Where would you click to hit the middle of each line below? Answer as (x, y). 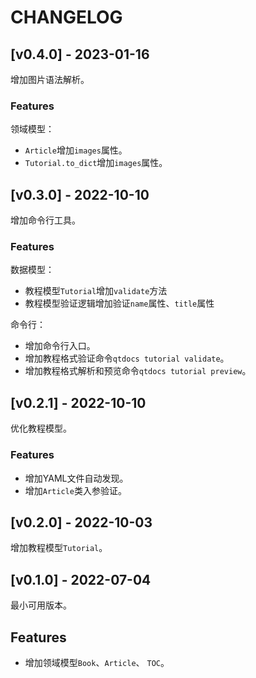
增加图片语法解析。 (50, 79)
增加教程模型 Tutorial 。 (59, 548)
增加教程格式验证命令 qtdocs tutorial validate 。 (127, 358)
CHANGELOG (66, 17)
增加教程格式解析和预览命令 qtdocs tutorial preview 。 (138, 371)
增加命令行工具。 (45, 220)
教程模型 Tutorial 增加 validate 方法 (96, 291)
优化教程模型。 (41, 428)
